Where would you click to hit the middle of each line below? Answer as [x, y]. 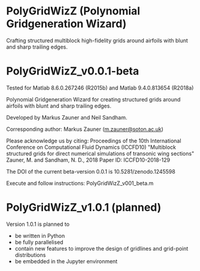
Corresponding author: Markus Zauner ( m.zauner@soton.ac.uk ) [85, 129]
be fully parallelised [39, 242]
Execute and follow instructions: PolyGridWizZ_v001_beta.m [80, 183]
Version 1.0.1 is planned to [38, 224]
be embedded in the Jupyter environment [66, 261]
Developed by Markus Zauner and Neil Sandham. [67, 117]
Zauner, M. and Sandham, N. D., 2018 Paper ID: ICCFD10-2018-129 [88, 160]
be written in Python [40, 236]
